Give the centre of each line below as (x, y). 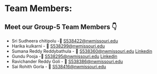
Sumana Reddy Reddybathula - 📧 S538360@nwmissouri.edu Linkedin (82, 51)
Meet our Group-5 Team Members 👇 (61, 27)
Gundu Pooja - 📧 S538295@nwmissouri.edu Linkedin (64, 56)
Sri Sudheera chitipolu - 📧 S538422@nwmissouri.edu (65, 41)
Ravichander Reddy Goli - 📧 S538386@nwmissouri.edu (67, 61)
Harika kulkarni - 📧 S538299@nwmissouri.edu (58, 46)
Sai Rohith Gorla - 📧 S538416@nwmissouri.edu (59, 67)
